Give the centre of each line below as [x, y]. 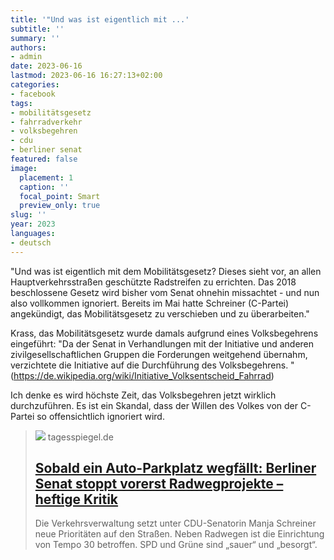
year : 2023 [33, 224]
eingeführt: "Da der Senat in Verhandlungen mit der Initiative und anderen [162, 343]
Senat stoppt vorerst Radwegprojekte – [159, 484]
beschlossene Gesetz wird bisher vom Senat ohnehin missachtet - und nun [165, 292]
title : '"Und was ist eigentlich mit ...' [100, 19]
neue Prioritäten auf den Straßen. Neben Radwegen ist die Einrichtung [179, 534]
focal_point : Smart [60, 196]
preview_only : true [60, 206]
